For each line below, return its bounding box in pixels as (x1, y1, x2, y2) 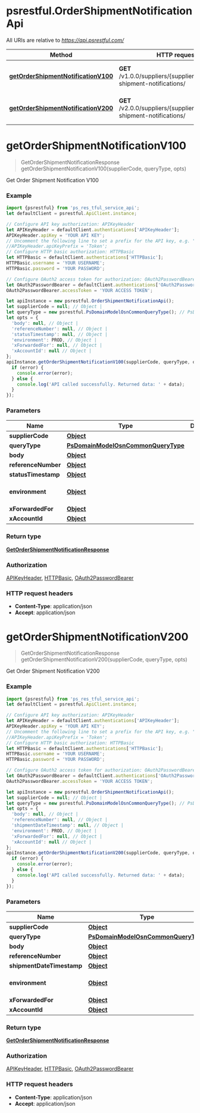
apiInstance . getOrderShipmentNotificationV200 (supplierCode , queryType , (6, 850, 190, 856)
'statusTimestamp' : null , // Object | (11, 331, 108, 337)
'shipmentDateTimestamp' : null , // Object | (11, 822, 124, 829)
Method (49, 51, 73, 59)
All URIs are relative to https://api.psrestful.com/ (6, 36, 124, 43)
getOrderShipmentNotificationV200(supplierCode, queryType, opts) (20, 656, 187, 663)
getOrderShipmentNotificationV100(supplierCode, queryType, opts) (20, 165, 186, 172)
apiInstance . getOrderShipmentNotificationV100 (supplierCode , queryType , (6, 359, 190, 365)
